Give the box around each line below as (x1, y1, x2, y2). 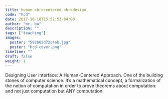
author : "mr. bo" (5, 21, 42, 26)
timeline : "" (5, 49, 33, 54)
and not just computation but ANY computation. (5, 88, 104, 94)
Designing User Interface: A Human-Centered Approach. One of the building (5, 72, 163, 78)
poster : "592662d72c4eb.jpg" (10, 40, 71, 45)
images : (5, 35, 22, 40)
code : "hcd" (5, 12, 30, 17)
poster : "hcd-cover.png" (10, 44, 62, 49)
